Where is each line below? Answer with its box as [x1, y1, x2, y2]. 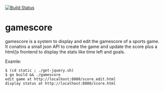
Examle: [5, 58, 21, 64]
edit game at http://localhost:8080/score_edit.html [5, 77, 116, 82]
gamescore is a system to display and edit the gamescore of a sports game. [5, 38, 160, 44]
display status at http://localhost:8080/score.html [5, 81, 116, 86]
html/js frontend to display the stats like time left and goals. [5, 48, 125, 54]
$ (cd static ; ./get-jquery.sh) [5, 68, 74, 73]
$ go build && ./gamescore [5, 72, 61, 77]
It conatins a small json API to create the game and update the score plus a [5, 44, 158, 49]
